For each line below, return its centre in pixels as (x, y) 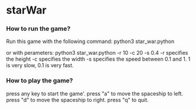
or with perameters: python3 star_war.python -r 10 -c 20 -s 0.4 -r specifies (97, 53)
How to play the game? (40, 81)
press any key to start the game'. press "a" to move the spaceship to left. (95, 93)
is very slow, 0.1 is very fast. (40, 65)
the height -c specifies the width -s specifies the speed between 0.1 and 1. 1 (98, 59)
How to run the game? (38, 29)
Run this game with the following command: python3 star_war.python (90, 41)
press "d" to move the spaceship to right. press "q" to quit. (77, 100)
